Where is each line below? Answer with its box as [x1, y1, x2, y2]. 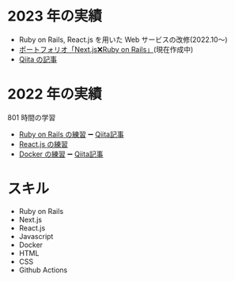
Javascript [18, 231, 54, 241]
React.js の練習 [18, 139, 69, 148]
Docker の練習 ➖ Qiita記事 [18, 149, 104, 159]
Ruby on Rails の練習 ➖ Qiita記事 [18, 129, 124, 139]
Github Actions [18, 265, 68, 275]
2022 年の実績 [7, 85, 102, 103]
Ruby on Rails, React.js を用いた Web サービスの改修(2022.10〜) [18, 35, 228, 44]
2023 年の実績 [7, 7, 102, 25]
